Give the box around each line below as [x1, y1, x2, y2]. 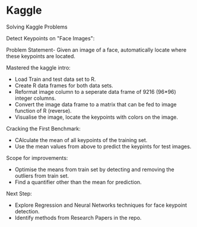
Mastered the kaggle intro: [6, 64, 71, 71]
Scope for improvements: [6, 154, 68, 161]
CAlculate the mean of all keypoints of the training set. [14, 136, 148, 143]
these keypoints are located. [6, 52, 76, 59]
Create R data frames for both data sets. [14, 81, 114, 89]
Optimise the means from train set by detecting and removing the [14, 166, 174, 173]
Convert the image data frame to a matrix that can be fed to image [14, 100, 177, 108]
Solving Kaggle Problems [6, 23, 68, 30]
